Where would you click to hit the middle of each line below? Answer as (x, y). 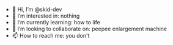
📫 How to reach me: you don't (51, 36)
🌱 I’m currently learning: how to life (56, 22)
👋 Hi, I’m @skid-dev (37, 9)
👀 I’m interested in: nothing (46, 16)
